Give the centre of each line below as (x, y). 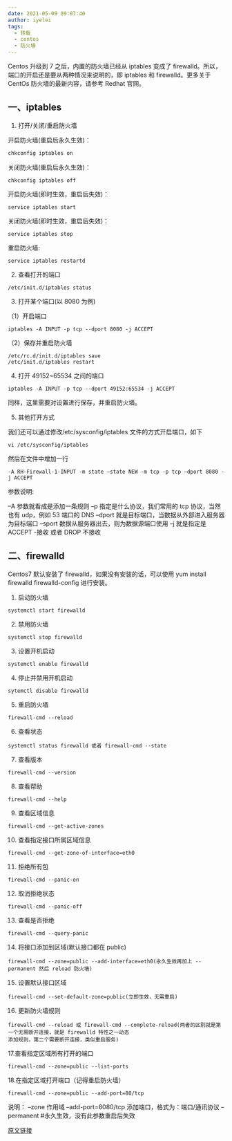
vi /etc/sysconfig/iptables (48, 445)
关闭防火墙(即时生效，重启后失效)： (59, 221)
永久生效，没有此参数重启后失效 (90, 1115)
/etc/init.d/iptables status (50, 288)
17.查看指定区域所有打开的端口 (51, 1053)
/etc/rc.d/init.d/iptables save (54, 356)
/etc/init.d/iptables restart (51, 362)
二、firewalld (36, 556)
